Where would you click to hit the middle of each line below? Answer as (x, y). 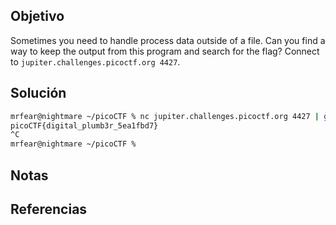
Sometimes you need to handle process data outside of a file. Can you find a (168, 40)
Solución (38, 93)
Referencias (49, 209)
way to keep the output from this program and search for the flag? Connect (165, 51)
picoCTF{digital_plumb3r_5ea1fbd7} (84, 125)
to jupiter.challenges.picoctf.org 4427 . (95, 61)
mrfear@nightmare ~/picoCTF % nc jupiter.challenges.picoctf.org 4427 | (165, 116)
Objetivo (37, 16)
